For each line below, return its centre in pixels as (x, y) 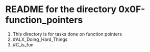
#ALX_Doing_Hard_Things (40, 39)
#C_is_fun (23, 44)
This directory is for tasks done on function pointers (67, 34)
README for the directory (61, 9)
